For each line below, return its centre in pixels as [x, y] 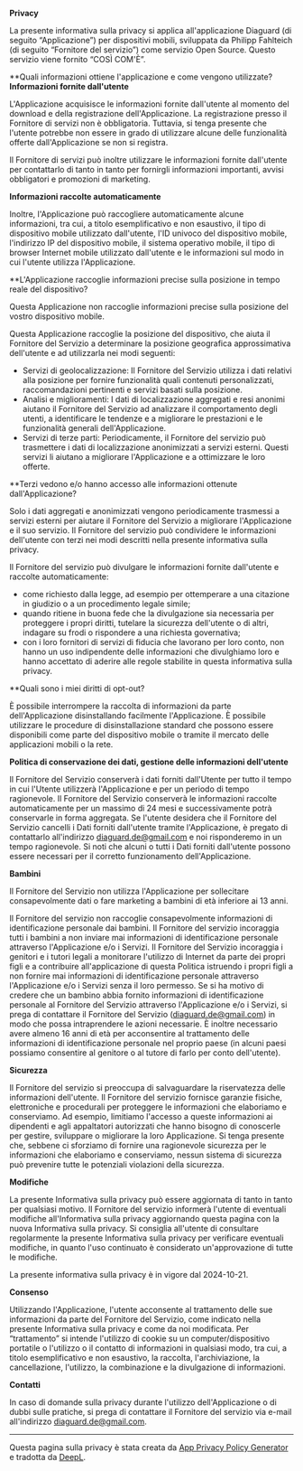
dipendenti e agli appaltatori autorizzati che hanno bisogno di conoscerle [145, 1126]
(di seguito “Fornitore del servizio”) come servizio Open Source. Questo [142, 50]
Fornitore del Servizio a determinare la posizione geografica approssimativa [150, 343]
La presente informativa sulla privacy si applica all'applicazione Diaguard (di [151, 30]
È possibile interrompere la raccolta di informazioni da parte [120, 706]
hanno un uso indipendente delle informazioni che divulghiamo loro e [151, 651]
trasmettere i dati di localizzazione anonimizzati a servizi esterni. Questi [156, 447]
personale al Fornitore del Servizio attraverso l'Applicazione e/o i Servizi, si [148, 1005]
